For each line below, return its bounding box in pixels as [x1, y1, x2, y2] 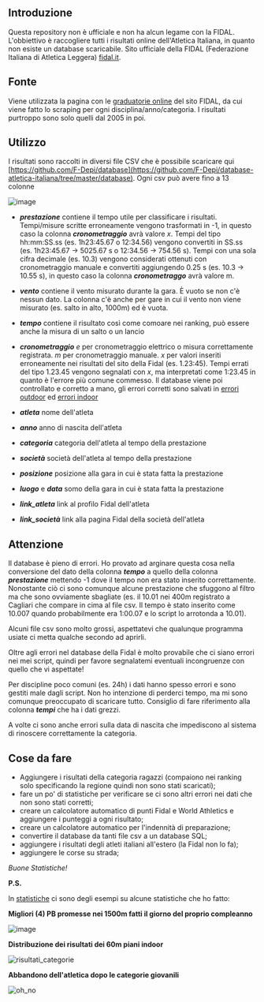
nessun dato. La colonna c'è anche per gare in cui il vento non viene [19, 295, 242, 305]
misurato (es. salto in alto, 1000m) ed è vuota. [19, 303, 169, 312]
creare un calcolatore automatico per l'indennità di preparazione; [19, 823, 231, 832]
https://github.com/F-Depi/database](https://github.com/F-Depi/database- [10, 165, 254, 174]
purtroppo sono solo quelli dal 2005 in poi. [8, 113, 147, 122]
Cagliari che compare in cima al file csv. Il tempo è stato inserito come [8, 600, 236, 610]
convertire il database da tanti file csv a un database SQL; [19, 832, 207, 841]
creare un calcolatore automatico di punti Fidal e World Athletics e [19, 806, 234, 816]
